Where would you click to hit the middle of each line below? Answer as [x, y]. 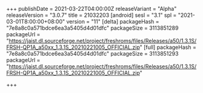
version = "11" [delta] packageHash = [113, 21]
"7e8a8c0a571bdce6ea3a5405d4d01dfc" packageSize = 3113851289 [92, 28]
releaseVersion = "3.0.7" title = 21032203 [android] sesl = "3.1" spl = [92, 15]
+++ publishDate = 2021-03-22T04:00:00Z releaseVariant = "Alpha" [92, 9]
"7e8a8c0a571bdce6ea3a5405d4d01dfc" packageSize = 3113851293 [92, 53]
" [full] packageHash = [168, 47]
